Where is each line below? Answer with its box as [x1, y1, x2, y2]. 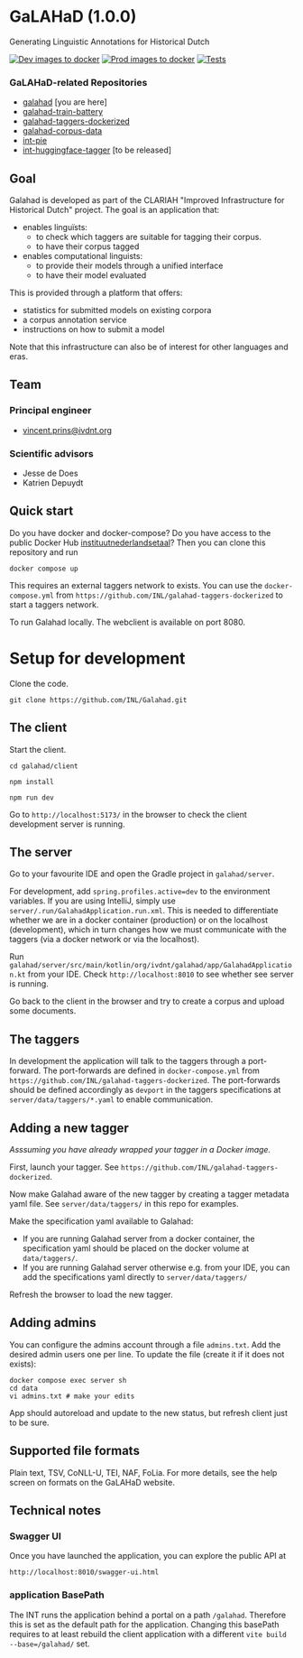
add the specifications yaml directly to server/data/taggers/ [22, 1272, 248, 1283]
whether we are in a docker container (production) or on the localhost [9, 914, 269, 926]
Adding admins [9, 1315, 96, 1330]
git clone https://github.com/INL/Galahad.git [9, 695, 188, 705]
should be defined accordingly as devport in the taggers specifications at [9, 1085, 281, 1096]
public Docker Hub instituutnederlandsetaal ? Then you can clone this [9, 537, 266, 548]
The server [9, 844, 72, 859]
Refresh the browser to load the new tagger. [9, 1289, 173, 1301]
